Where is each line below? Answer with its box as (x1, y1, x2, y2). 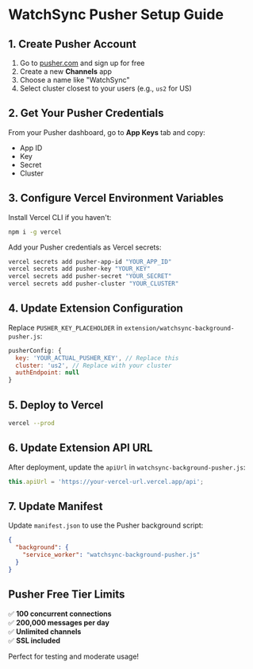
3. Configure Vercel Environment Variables (8, 191, 224, 205)
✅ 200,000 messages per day (8, 617, 109, 627)
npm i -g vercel (8, 228, 62, 236)
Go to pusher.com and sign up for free (19, 58, 145, 68)
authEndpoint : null (15, 369, 80, 377)
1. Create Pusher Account (8, 37, 137, 51)
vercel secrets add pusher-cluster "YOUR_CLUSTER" (8, 280, 179, 288)
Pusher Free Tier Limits (8, 588, 125, 601)
